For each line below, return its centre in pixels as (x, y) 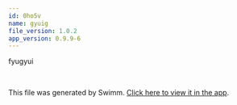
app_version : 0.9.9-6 (45, 38)
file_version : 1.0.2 (43, 31)
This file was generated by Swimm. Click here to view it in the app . (119, 93)
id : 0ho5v (25, 16)
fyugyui (21, 61)
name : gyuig (28, 23)
